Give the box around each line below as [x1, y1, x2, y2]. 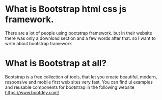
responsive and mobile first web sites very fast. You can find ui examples [5, 79, 153, 85]
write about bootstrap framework [5, 40, 72, 46]
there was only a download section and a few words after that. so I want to [5, 35, 156, 41]
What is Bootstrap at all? [5, 58, 107, 69]
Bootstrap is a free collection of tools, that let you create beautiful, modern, [5, 74, 157, 79]
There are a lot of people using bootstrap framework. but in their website [5, 30, 152, 36]
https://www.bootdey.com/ [5, 89, 60, 95]
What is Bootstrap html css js [5, 3, 127, 15]
